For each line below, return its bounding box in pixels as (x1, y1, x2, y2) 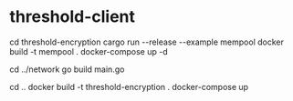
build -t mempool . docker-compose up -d (9, 45, 169, 56)
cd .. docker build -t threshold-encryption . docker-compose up (9, 81, 249, 92)
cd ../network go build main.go (9, 64, 125, 75)
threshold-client (9, 6, 135, 27)
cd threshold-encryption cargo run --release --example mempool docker (9, 36, 285, 47)
